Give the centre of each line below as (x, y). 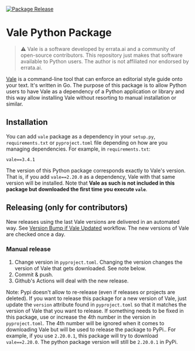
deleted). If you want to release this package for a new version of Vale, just (96, 298)
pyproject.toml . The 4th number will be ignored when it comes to (85, 323)
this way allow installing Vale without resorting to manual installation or (91, 97)
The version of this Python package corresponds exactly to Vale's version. (96, 171)
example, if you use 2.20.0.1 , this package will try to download (82, 335)
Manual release (28, 249)
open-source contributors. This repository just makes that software (101, 55)
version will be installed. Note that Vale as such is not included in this (90, 183)
